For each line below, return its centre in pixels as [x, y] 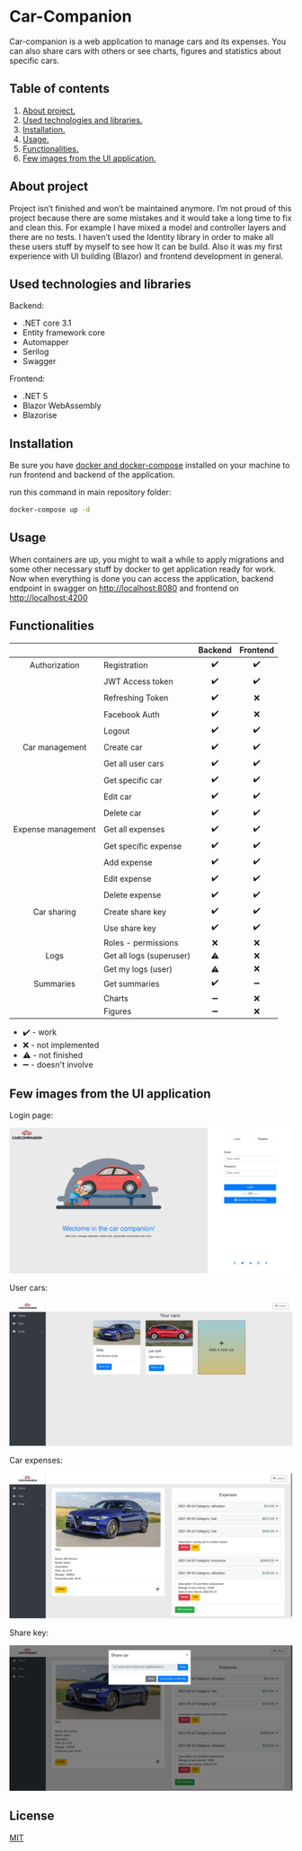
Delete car [122, 813]
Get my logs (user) [138, 969]
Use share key [130, 928]
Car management [54, 747]
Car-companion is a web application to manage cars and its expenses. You [148, 41]
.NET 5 [35, 396]
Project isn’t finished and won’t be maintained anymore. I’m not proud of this [151, 208]
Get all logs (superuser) [147, 956]
